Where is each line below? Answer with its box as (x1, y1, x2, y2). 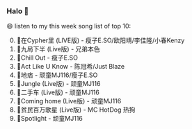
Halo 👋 (6, 6, 29, 16)
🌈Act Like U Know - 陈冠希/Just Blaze (16, 62, 125, 71)
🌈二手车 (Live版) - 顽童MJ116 (16, 88, 100, 96)
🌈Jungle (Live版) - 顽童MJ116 (16, 80, 101, 88)
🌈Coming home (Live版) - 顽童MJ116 (16, 97, 122, 105)
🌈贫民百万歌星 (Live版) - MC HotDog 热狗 (16, 105, 136, 114)
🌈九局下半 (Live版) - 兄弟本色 (16, 45, 100, 53)
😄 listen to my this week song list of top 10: (6, 22, 131, 31)
